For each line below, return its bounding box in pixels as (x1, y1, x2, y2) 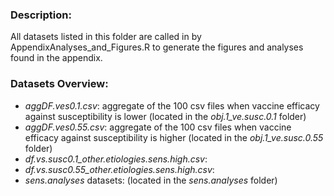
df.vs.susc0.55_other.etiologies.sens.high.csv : (24, 163, 215, 175)
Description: (10, 8, 72, 22)
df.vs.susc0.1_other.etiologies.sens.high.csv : (24, 153, 208, 165)
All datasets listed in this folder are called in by (10, 31, 202, 43)
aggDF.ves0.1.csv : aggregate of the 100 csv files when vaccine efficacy (24, 99, 320, 112)
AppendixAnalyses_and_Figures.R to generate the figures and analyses (10, 41, 304, 53)
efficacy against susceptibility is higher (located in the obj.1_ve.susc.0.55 (24, 131, 324, 143)
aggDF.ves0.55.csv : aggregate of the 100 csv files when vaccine (24, 121, 292, 133)
